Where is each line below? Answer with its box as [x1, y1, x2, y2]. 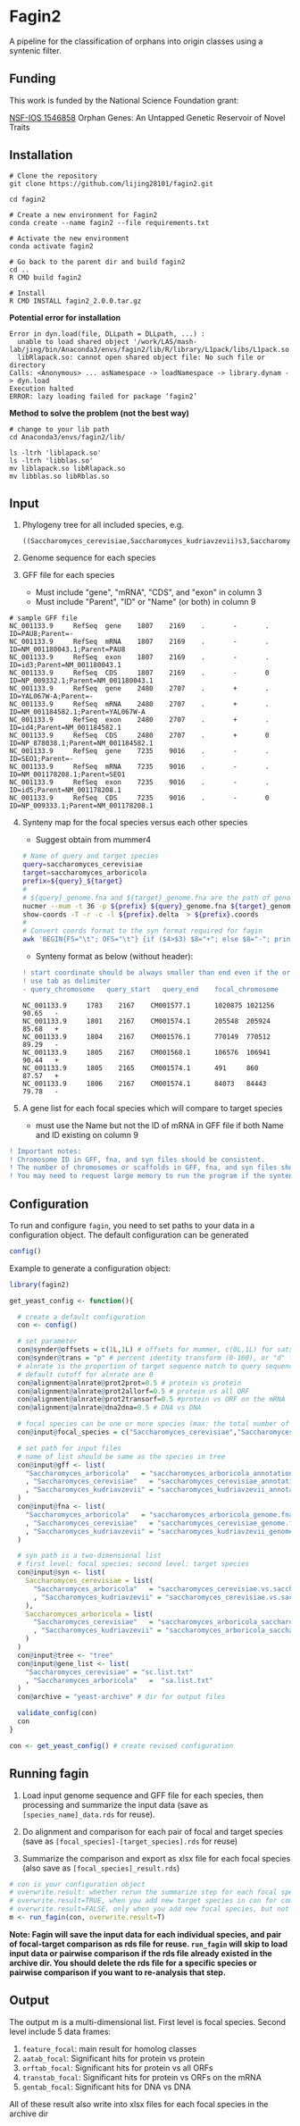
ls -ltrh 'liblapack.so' [9, 448, 102, 457]
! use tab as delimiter [21, 976, 112, 985]
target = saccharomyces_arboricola [21, 868, 147, 877]
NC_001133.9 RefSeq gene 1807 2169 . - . [9, 622, 270, 631]
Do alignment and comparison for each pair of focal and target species [21, 1826, 284, 1837]
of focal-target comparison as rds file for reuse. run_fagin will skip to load [9, 1938, 288, 1949]
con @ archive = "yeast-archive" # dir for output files [17, 1693, 226, 1702]
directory [9, 360, 46, 370]
